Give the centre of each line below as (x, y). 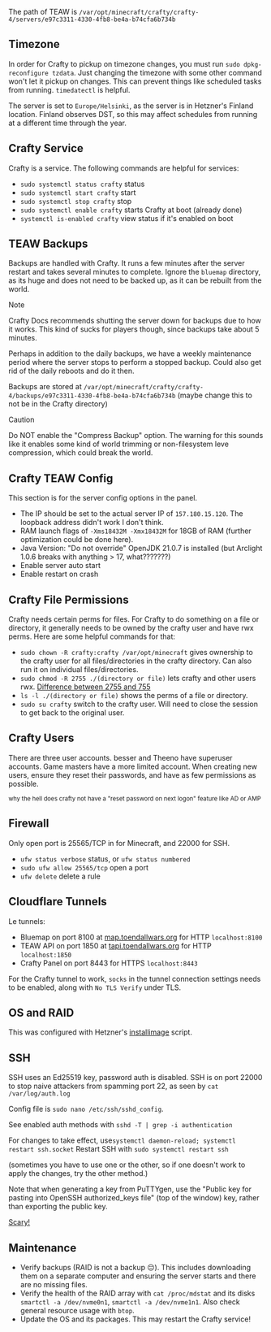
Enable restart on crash (59, 574)
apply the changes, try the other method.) (78, 1174)
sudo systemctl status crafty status (82, 184)
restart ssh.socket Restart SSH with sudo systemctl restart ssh (118, 1149)
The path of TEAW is (43, 12)
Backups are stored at (45, 387)
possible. (24, 783)
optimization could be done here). (77, 540)
